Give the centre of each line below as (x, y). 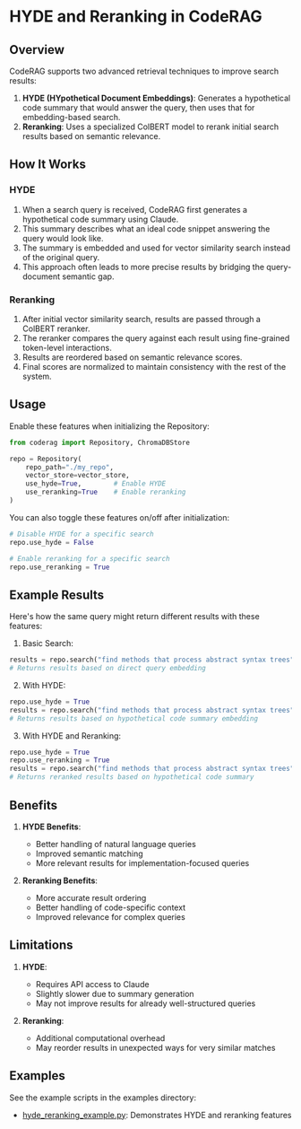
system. (37, 376)
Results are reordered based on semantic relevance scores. (132, 357)
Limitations (41, 945)
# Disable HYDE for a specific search (82, 534)
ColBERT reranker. (56, 328)
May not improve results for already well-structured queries (146, 1003)
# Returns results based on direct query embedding (107, 669)
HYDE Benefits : (52, 827)
